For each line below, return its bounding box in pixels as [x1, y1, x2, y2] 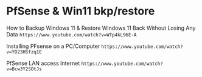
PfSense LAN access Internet [6, 59, 80, 67]
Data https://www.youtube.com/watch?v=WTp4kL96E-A [6, 30, 137, 38]
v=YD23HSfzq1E [6, 49, 43, 55]
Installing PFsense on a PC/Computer [6, 42, 100, 50]
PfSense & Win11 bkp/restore [6, 4, 155, 18]
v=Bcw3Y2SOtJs [6, 65, 43, 72]
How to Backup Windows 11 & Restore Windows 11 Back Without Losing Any [6, 24, 196, 32]
